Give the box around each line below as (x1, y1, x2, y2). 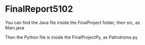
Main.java (5, 24, 24, 30)
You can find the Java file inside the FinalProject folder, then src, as (5, 20, 140, 25)
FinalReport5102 (5, 3, 73, 15)
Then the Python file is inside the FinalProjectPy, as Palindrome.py (5, 34, 138, 40)
